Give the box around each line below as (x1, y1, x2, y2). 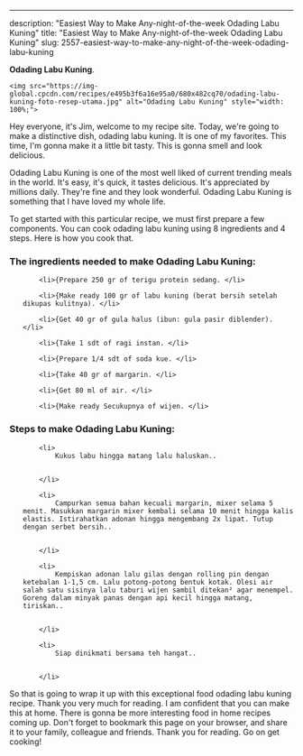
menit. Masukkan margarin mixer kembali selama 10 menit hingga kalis (22, 506, 294, 515)
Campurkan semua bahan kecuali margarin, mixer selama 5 (55, 498, 273, 508)
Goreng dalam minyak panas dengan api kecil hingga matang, (22, 593, 253, 603)
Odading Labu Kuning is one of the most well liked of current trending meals (9, 168, 292, 178)
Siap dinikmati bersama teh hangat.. (55, 649, 197, 658)
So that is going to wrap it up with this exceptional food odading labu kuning (9, 687, 292, 699)
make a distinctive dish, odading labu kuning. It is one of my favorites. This (9, 131, 287, 141)
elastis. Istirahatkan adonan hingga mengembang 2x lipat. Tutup (22, 514, 273, 523)
